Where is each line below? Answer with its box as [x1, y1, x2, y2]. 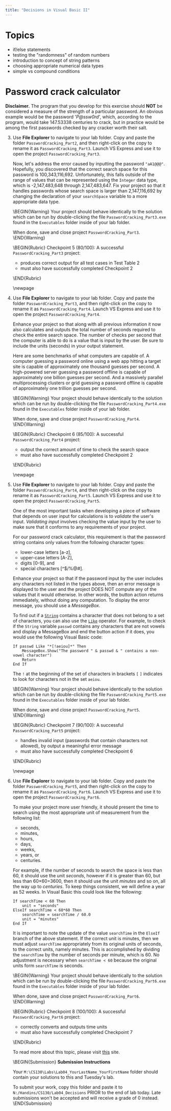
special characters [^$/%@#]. [20, 565, 83, 572]
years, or [20, 852, 39, 858]
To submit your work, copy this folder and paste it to [12, 1084, 123, 1090]
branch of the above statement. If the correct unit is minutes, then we [12, 935, 159, 942]
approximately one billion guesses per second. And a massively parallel [12, 374, 163, 380]
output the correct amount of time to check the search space [20, 446, 149, 452]
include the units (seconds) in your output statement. [12, 342, 125, 349]
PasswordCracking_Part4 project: [12, 436, 81, 442]
